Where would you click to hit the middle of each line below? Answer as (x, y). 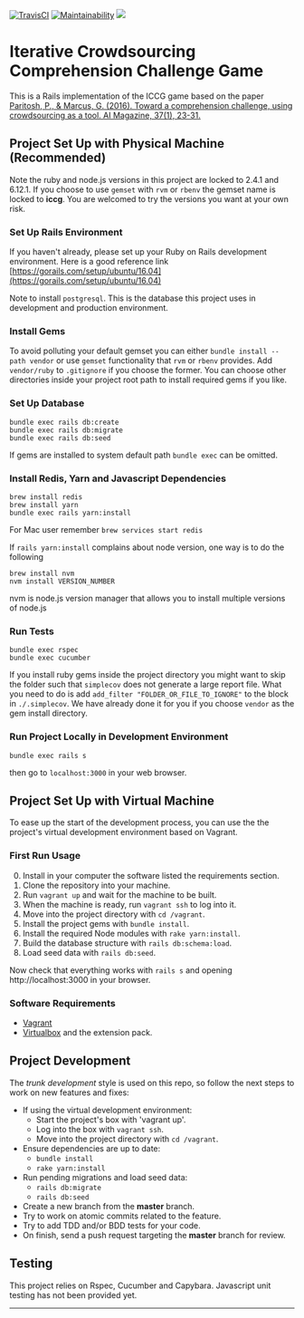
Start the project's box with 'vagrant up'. (111, 1120)
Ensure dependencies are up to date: (91, 1148)
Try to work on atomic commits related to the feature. (122, 1216)
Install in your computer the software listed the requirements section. (151, 875)
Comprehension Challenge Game (137, 71)
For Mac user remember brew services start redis (106, 529)
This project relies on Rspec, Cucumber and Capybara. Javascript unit (140, 1285)
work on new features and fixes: (69, 1092)
